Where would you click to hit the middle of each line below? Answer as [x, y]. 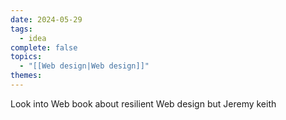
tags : [21, 29]
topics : [26, 57]
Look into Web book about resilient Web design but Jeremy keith [143, 103]
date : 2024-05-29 [46, 19]
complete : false [44, 47]
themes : [26, 76]
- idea [33, 38]
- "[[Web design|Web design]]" [84, 66]
